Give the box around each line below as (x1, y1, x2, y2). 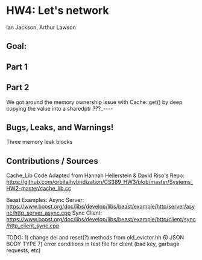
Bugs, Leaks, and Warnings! (6, 122, 114, 132)
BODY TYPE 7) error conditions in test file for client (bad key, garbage (6, 240, 180, 248)
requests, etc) (6, 247, 41, 254)
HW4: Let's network (6, 4, 109, 18)
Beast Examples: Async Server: (6, 197, 84, 204)
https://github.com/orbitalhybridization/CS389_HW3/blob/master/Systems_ (6, 178, 194, 186)
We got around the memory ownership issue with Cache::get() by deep (6, 98, 183, 106)
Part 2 (6, 82, 30, 93)
